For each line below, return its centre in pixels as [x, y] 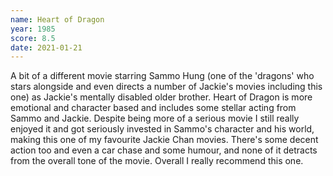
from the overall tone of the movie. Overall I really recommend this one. [157, 161]
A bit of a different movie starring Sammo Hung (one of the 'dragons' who [162, 76]
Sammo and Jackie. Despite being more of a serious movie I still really [155, 118]
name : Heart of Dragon [57, 19]
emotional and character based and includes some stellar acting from [153, 108]
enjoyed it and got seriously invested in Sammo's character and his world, [162, 129]
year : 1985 [33, 29]
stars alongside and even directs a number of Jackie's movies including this [166, 87]
